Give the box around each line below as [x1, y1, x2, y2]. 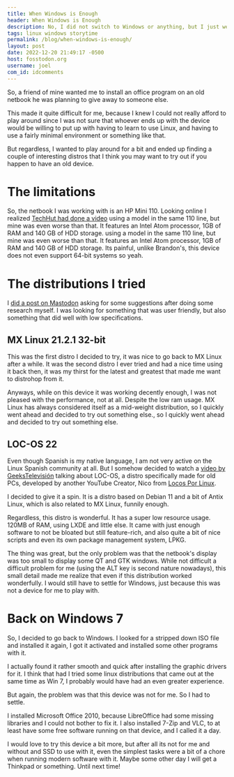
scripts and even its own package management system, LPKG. [7, 535, 187, 544]
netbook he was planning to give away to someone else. [7, 95, 169, 103]
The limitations [7, 184, 96, 200]
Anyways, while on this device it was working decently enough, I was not [7, 388, 217, 397]
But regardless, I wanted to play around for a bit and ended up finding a [7, 145, 212, 153]
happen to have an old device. [7, 159, 94, 168]
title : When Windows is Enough [7, 10, 98, 17]
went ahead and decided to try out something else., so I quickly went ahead [7, 410, 225, 419]
